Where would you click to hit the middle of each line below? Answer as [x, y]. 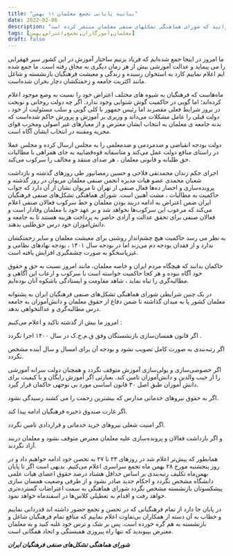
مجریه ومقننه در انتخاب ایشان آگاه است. [59, 132]
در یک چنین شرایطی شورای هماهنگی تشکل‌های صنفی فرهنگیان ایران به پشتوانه [110, 294]
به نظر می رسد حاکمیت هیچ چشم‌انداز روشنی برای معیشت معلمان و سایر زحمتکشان [117, 238]
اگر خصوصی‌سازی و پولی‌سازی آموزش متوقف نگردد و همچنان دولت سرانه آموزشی [115, 370]
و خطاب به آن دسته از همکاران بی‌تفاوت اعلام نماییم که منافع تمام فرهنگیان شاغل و [115, 517]
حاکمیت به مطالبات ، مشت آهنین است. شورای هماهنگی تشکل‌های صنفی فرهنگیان [113, 195]
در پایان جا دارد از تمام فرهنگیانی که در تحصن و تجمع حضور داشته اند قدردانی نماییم [115, 509]
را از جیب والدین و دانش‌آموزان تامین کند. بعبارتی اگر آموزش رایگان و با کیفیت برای [114, 377]
